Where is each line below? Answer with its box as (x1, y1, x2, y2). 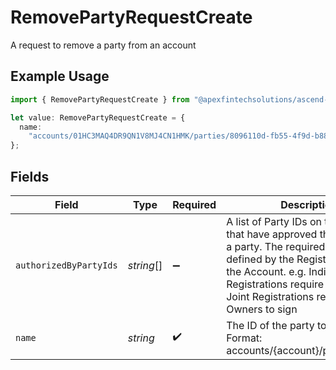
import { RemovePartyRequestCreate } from (10, 94, 190, 105)
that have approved (226, 227, 318, 241)
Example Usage (10, 68, 110, 85)
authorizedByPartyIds (15, 259, 118, 271)
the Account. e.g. (226, 264, 307, 278)
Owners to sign (226, 302, 298, 316)
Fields (10, 168, 50, 185)
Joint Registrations (226, 289, 315, 303)
